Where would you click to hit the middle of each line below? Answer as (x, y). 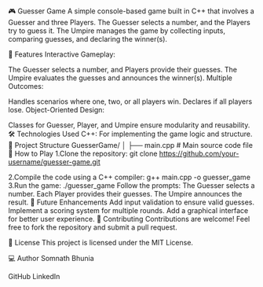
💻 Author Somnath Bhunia (51, 258)
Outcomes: (26, 86)
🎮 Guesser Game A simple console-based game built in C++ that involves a (131, 11)
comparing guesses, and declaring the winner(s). (88, 39)
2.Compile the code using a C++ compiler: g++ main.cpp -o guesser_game (130, 177)
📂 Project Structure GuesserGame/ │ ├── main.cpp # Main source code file (131, 145)
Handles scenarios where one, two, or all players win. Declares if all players (130, 101)
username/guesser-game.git (54, 162)
